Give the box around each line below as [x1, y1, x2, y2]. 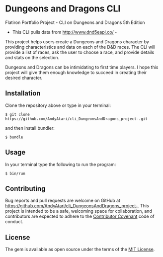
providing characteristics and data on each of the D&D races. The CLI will [5, 44, 156, 50]
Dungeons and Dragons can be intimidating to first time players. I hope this [5, 64, 159, 70]
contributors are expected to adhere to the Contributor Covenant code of [5, 213, 155, 219]
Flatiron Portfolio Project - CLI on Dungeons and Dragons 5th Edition [5, 19, 145, 25]
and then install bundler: [5, 125, 55, 131]
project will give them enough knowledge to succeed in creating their [5, 69, 147, 75]
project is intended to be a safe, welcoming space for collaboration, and [5, 208, 153, 214]
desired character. [5, 75, 43, 81]
